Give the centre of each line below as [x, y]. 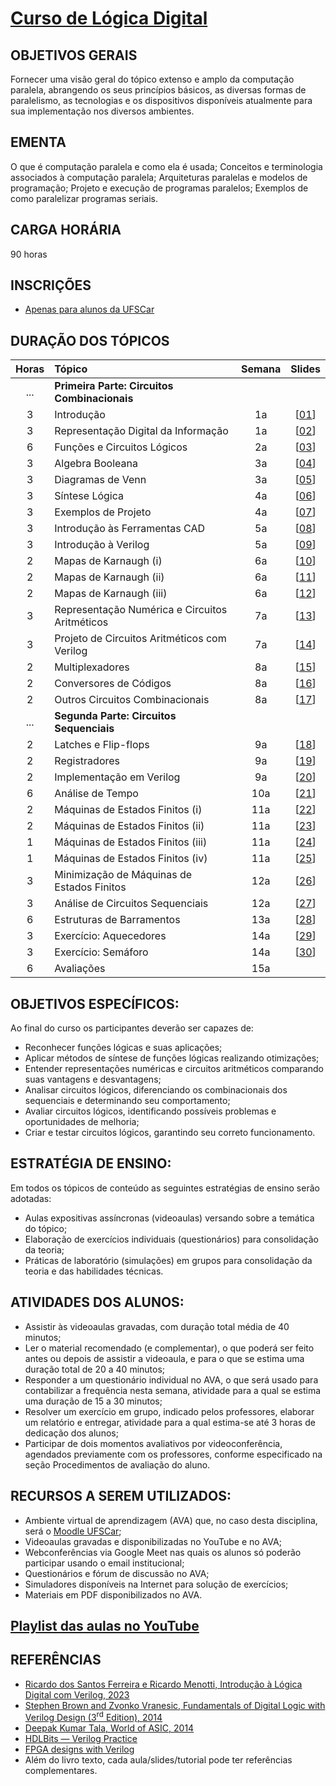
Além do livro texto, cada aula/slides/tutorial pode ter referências [158, 1760]
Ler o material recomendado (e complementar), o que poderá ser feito [169, 1348]
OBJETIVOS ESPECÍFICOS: [95, 1003]
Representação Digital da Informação [141, 431]
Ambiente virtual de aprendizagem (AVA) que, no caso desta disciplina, [171, 1520]
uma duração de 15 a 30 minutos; [93, 1401]
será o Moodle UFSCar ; [73, 1531]
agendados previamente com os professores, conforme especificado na [173, 1454]
